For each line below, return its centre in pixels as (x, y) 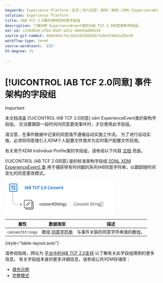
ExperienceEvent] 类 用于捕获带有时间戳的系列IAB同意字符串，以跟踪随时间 (81, 167)
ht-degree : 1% (19, 51)
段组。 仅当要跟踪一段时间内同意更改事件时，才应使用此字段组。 (69, 124)
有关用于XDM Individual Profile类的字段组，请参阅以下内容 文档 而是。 (75, 151)
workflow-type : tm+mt (27, 41)
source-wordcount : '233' (30, 46)
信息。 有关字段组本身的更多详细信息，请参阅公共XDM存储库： (68, 259)
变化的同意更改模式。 (26, 173)
